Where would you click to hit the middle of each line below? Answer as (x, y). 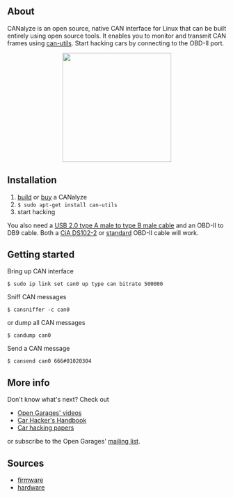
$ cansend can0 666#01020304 (49, 361)
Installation (32, 180)
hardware (31, 488)
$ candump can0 (29, 335)
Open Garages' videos (49, 413)
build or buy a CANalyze (52, 197)
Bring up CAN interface (41, 271)
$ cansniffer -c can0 (39, 310)
